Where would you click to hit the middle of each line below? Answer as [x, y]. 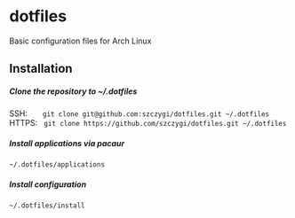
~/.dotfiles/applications [57, 165]
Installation [41, 69]
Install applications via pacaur [67, 143]
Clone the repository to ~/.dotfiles [73, 91]
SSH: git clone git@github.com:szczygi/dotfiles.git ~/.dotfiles [140, 113]
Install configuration [48, 184]
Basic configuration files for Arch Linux [80, 41]
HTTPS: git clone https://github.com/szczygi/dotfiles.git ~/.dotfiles [148, 123]
